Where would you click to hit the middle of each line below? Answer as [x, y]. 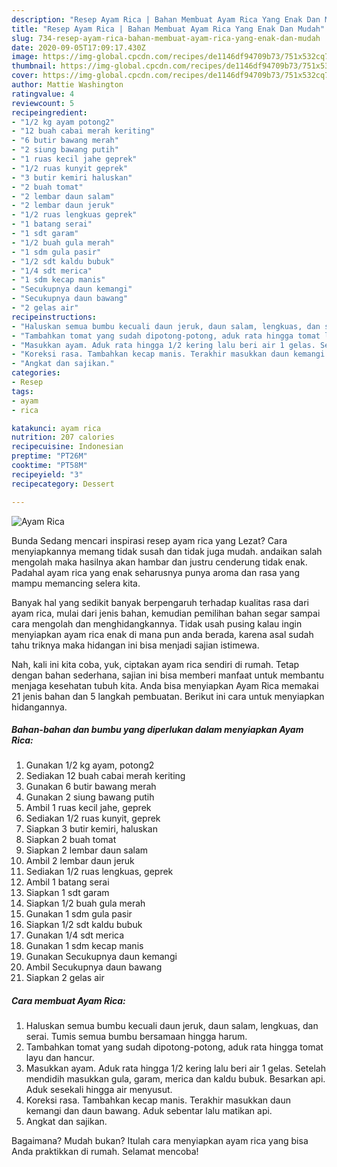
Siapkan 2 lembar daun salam [87, 850]
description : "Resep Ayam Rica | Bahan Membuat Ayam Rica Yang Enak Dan [166, 19]
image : [25, 57]
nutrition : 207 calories [63, 437]
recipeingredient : [49, 112]
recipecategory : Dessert [63, 484]
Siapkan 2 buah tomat [71, 840]
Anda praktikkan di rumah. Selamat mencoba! [105, 1152]
